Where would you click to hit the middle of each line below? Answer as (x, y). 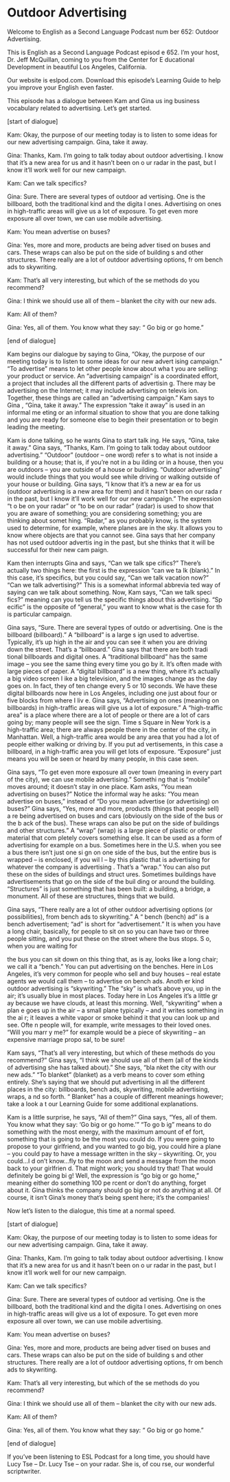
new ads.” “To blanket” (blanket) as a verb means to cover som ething (106, 1074)
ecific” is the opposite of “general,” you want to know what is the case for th (115, 606)
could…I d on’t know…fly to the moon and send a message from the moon (112, 1161)
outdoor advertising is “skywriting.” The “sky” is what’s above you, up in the (114, 988)
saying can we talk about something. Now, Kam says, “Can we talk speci (110, 592)
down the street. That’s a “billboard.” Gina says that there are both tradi (107, 649)
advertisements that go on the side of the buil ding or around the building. (112, 881)
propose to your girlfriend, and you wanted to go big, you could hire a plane (114, 1146)
